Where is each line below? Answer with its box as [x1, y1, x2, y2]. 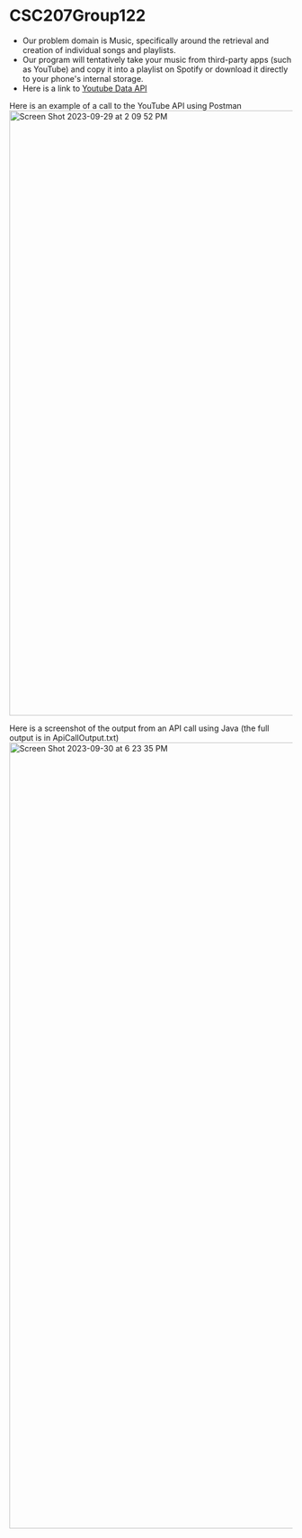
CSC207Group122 [9, 5, 147, 26]
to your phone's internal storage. [22, 73, 144, 84]
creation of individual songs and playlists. [22, 44, 177, 55]
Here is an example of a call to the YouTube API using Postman [9, 100, 243, 111]
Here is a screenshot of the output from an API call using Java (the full [9, 723, 270, 733]
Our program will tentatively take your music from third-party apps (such [22, 54, 292, 65]
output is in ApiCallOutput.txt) [9, 732, 120, 742]
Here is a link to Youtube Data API [22, 83, 147, 93]
